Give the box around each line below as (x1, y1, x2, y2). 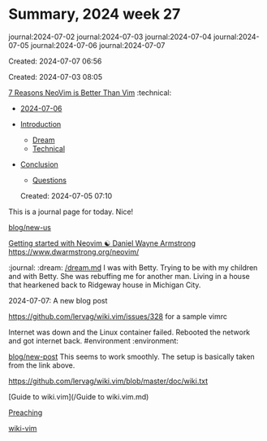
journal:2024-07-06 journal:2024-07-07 (30, 40, 166, 50)
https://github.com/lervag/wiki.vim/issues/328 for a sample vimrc (8, 311, 227, 321)
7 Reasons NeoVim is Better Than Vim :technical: (8, 87, 172, 98)
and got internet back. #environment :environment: (8, 335, 179, 346)
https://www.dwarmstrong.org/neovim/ (8, 247, 140, 256)
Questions (32, 175, 67, 185)
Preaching (8, 408, 43, 417)
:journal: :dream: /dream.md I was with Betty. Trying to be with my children (8, 262, 258, 273)
